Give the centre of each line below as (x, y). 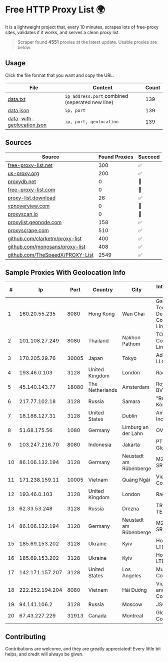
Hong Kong (101, 314)
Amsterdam (136, 387)
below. (24, 47)
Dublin (130, 416)
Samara (131, 401)
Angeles (132, 576)
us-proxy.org (23, 173)
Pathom (131, 344)
